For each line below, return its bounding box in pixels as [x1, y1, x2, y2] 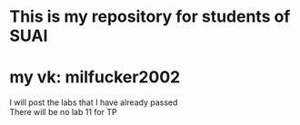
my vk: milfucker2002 [9, 67, 181, 88]
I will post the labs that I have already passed [9, 97, 178, 108]
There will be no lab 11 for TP [9, 107, 117, 118]
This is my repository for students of [9, 6, 291, 27]
